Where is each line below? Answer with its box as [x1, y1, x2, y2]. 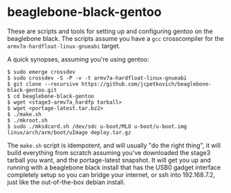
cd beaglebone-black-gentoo [13, 93, 95, 100]
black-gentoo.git [7, 86, 57, 93]
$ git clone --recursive [7, 80, 79, 87]
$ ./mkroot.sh [7, 117, 48, 124]
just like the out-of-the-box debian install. [7, 178, 126, 186]
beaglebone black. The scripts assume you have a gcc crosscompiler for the [7, 34, 224, 42]
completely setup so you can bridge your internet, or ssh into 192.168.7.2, [7, 170, 216, 178]
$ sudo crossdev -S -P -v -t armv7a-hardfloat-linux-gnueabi [7, 74, 187, 82]
